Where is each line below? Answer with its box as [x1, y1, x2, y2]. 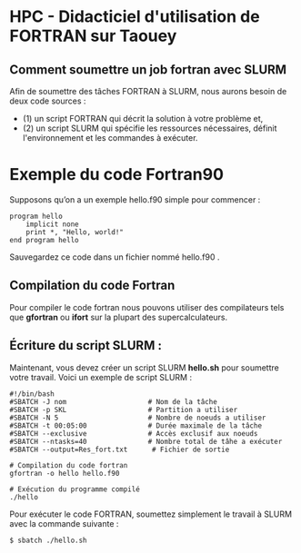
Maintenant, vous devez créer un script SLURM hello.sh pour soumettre [9, 361, 279, 373]
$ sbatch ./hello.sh [9, 536, 88, 545]
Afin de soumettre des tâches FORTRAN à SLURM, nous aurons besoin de [9, 86, 287, 96]
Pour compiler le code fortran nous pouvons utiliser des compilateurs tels [9, 301, 285, 312]
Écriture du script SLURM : [9, 338, 162, 353]
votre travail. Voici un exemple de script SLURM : [9, 371, 193, 382]
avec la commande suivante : [9, 518, 119, 528]
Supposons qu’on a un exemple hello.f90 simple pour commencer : [9, 193, 261, 205]
